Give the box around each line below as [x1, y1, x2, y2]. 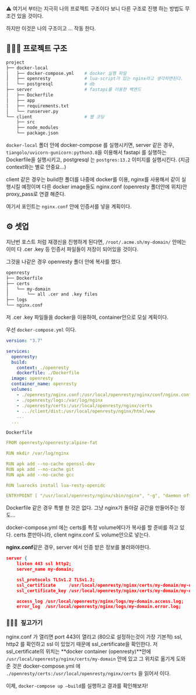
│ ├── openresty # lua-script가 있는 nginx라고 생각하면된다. [6, 75, 184, 82]
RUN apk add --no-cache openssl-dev [6, 461, 95, 467]
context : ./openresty [16, 364, 69, 370]
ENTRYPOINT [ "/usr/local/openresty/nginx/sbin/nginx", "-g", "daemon [6, 493, 181, 499]
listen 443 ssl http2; [16, 561, 72, 567]
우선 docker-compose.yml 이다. [6, 326, 77, 333]
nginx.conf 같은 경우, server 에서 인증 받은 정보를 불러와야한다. [6, 543, 151, 551]
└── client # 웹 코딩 [6, 113, 105, 120]
